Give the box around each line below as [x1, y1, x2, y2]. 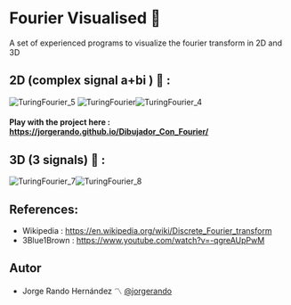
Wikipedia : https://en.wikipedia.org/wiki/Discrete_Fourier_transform [21, 225, 272, 235]
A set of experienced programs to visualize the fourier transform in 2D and [9, 37, 283, 48]
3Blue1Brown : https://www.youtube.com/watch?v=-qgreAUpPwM [21, 235, 265, 245]
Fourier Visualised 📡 [9, 8, 162, 29]
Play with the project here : [9, 117, 111, 128]
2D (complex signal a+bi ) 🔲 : [9, 73, 171, 88]
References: [9, 202, 78, 217]
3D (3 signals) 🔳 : [9, 152, 106, 168]
